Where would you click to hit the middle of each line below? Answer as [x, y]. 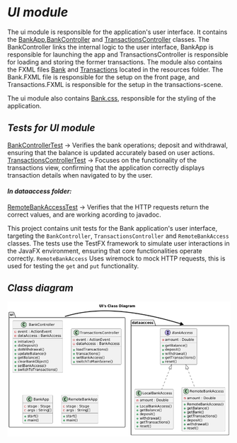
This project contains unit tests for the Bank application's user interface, [112, 228]
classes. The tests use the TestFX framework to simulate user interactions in [118, 243]
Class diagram [40, 288]
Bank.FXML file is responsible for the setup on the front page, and [103, 77]
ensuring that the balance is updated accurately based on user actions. [111, 152]
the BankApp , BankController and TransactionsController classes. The [109, 39]
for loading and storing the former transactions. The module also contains [115, 62]
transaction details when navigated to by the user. [80, 175]
